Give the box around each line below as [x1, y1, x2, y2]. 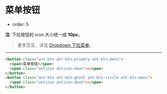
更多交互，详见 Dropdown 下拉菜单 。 [17, 42, 94, 48]
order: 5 [12, 21, 29, 27]
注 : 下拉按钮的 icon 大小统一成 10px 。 [5, 31, 83, 37]
